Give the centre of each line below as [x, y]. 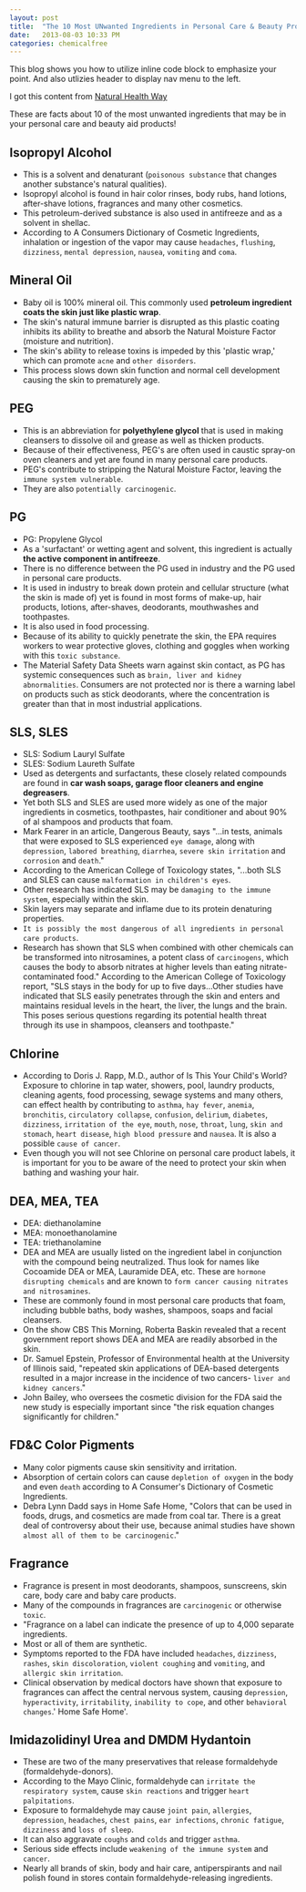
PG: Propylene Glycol [62, 539]
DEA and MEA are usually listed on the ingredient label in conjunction [152, 1252]
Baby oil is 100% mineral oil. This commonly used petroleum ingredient [157, 302]
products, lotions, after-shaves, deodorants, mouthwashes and [141, 607]
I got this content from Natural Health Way [88, 97]
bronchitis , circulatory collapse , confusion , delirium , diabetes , [145, 1115]
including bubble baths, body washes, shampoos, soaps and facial [148, 1310]
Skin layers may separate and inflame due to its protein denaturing [147, 909]
